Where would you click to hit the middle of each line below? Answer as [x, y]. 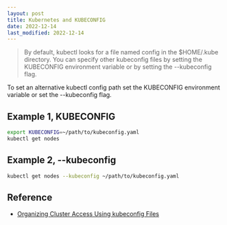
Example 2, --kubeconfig [62, 160]
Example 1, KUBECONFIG [61, 117]
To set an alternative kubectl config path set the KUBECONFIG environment [114, 87]
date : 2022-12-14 [32, 26]
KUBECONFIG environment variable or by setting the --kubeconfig [118, 67]
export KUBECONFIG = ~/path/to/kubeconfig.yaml [73, 132]
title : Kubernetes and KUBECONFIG [57, 20]
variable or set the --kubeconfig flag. [59, 95]
